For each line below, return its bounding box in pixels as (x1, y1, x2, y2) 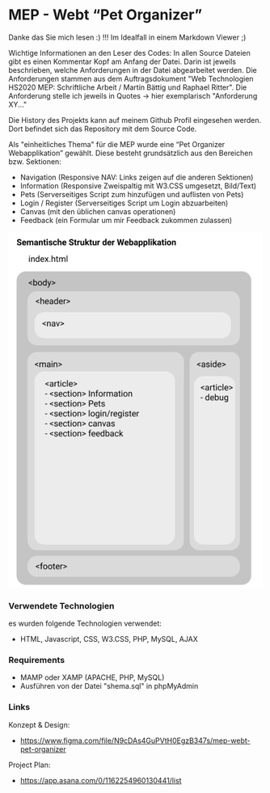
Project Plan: (8, 760, 51, 770)
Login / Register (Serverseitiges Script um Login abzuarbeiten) (19, 198, 229, 208)
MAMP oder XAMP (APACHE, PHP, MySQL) (19, 673, 165, 682)
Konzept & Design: (8, 719, 70, 729)
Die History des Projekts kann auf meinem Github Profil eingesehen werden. (8, 115, 262, 124)
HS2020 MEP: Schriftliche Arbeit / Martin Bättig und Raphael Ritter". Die (8, 82, 247, 92)
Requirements (8, 655, 65, 665)
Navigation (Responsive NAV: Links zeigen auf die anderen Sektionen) (19, 172, 254, 182)
